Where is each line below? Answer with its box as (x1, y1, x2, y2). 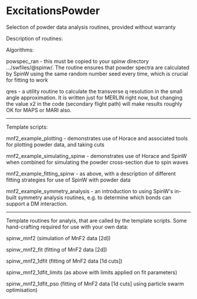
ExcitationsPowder (6, 4, 100, 18)
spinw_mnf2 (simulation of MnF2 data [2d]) (6, 234, 111, 241)
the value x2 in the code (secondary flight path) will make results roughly (6, 100, 183, 107)
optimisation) (6, 286, 38, 293)
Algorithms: (6, 46, 34, 53)
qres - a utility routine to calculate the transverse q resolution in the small (6, 88, 183, 95)
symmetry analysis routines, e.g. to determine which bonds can (18, 194, 172, 201)
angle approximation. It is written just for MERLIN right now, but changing (6, 94, 183, 101)
